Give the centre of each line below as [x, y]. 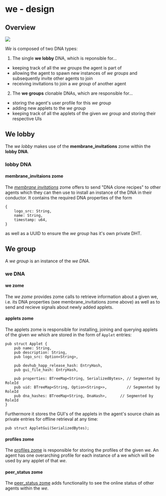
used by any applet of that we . [36, 461]
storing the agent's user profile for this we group [62, 103]
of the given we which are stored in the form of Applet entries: [68, 335]
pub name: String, [33, 348]
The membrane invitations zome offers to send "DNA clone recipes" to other [83, 187]
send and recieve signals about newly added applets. [59, 307]
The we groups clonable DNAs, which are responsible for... [73, 93]
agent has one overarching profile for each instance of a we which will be [80, 455]
